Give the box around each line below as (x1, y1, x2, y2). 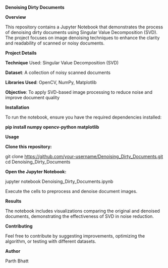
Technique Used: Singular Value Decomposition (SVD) (5, 60, 119, 65)
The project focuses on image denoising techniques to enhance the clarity (5, 35, 160, 41)
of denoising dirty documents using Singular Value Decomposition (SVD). (5, 29, 158, 35)
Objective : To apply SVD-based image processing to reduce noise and (5, 89, 153, 95)
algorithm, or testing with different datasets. (5, 238, 97, 244)
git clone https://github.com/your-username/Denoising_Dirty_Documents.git (5, 154, 163, 159)
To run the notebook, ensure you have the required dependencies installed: (5, 114, 162, 120)
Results (5, 198, 22, 204)
